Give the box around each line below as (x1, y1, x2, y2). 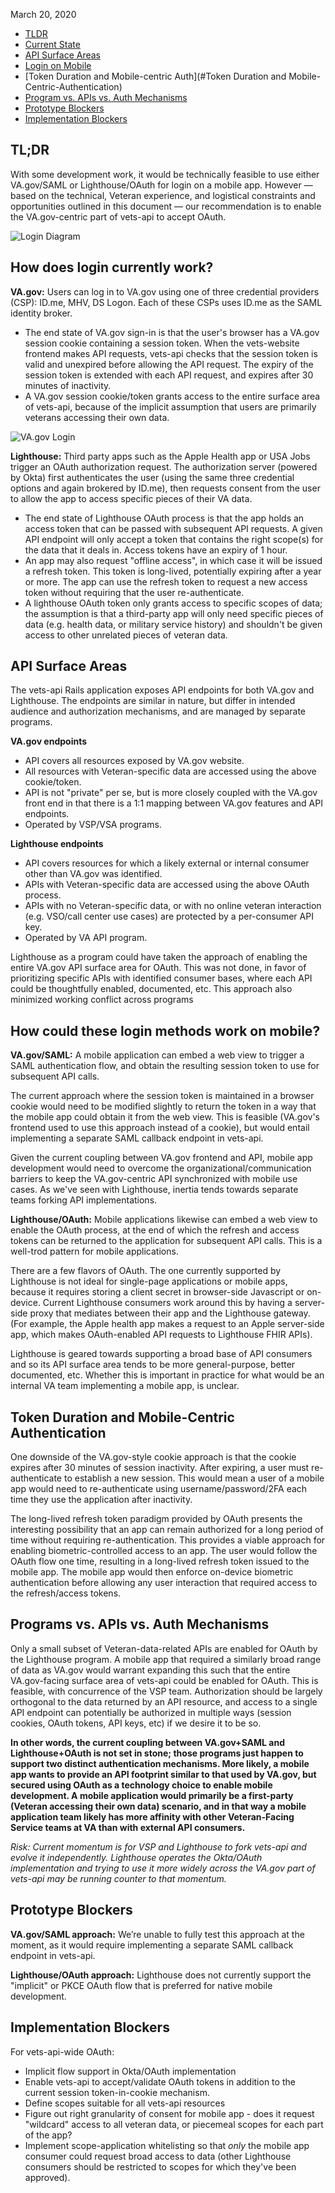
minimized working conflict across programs (10, 994, 194, 1006)
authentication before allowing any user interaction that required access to (10, 1577, 318, 1589)
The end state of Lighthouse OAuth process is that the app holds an (24, 512, 305, 524)
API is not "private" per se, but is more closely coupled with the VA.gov (24, 787, 318, 799)
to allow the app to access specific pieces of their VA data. (10, 492, 253, 504)
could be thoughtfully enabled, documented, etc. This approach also (10, 983, 293, 995)
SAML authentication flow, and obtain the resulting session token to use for (10, 1060, 320, 1072)
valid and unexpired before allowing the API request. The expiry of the (24, 358, 314, 370)
